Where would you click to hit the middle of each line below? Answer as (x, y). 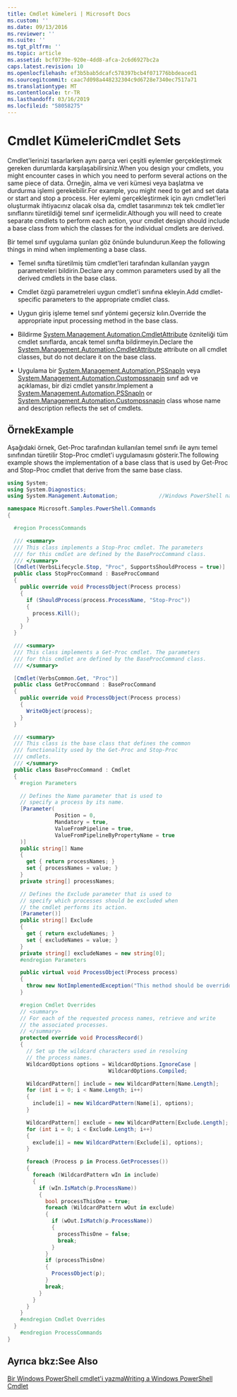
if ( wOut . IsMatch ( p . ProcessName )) (102, 1221)
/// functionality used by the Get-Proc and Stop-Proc (96, 750)
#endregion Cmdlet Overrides (63, 1320)
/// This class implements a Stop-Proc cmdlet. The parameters (108, 547)
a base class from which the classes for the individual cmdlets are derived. (116, 228)
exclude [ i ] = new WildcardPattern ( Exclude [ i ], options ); (118, 1142)
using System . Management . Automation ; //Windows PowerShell (115, 496)
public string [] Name (51, 848)
